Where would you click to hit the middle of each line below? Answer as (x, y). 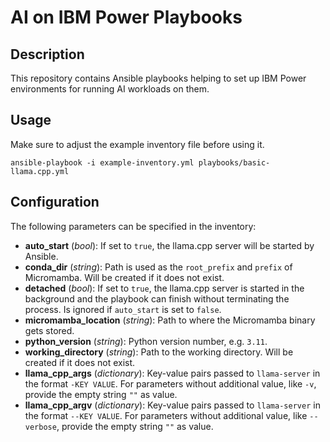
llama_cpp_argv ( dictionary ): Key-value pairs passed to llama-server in (172, 405)
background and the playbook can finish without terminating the (157, 298)
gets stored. (49, 330)
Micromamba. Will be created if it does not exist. (124, 277)
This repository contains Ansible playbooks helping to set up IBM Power (158, 78)
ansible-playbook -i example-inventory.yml (102, 162)
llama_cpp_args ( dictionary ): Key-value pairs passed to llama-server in (172, 373)
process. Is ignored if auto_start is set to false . (123, 309)
